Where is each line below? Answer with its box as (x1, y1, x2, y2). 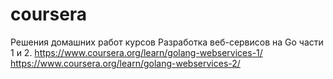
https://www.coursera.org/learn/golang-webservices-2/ (10, 57, 241, 69)
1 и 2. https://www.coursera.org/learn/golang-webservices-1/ (10, 46, 263, 58)
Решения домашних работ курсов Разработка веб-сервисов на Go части (10, 36, 324, 48)
